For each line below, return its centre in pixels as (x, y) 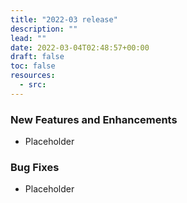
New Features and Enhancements (94, 119)
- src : (33, 85)
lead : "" (28, 38)
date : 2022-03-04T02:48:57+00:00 (80, 47)
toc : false (33, 66)
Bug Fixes (35, 167)
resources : (33, 76)
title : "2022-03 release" (64, 19)
